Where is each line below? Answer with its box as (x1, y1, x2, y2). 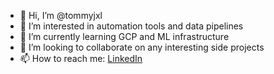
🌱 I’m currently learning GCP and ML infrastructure (19, 31, 230, 42)
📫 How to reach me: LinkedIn (19, 53, 143, 64)
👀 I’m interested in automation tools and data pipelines (19, 20, 244, 32)
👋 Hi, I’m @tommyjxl (19, 10, 103, 21)
